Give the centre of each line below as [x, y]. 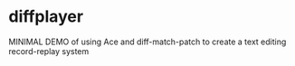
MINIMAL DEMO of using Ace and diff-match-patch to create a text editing [147, 42]
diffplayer [46, 17]
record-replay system [49, 51]
